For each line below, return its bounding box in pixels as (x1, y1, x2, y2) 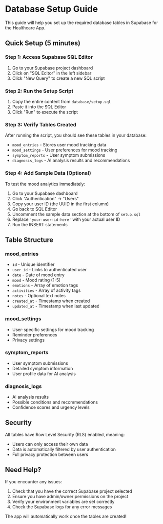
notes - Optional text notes (12, 293, 66, 299)
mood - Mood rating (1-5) (12, 277, 61, 283)
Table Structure (5, 236, 54, 244)
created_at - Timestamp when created (12, 298, 90, 304)
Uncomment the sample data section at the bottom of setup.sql (12, 211, 141, 217)
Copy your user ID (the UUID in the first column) (12, 201, 109, 207)
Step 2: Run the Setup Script (5, 87, 74, 94)
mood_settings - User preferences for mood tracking (12, 147, 118, 153)
